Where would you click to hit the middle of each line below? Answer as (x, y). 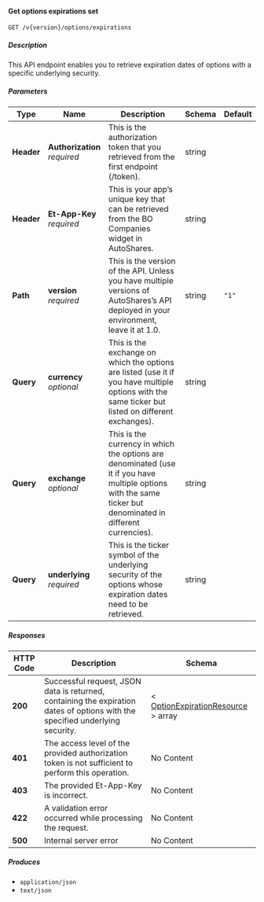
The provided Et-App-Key (93, 786)
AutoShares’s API (140, 300)
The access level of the (87, 743)
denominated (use (142, 464)
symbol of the (134, 555)
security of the (135, 575)
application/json (48, 882)
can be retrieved (138, 209)
